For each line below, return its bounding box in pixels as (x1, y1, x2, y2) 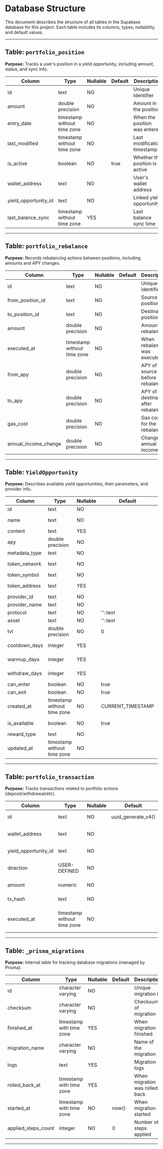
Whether (133, 154, 153, 161)
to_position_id (7, 311, 39, 318)
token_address (7, 582, 41, 589)
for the (141, 420, 157, 427)
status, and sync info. (5, 66, 49, 72)
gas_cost (7, 420, 28, 427)
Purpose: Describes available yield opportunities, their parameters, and (5, 481, 148, 487)
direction (7, 864, 28, 871)
